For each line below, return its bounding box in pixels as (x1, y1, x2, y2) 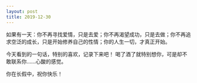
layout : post (6, 8, 38, 15)
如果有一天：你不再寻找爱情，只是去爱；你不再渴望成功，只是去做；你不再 (6, 30, 186, 38)
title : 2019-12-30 (6, 14, 51, 20)
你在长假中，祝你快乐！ (6, 70, 63, 77)
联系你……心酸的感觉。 (11, 58, 67, 65)
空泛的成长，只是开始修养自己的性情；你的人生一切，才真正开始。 (11, 38, 171, 45)
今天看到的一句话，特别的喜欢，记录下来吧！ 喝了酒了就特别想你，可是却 (6, 50, 182, 57)
